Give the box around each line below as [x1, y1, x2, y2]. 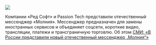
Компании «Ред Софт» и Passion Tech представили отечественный [5, 14, 147, 19]
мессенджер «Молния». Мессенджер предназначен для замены [5, 19, 142, 25]
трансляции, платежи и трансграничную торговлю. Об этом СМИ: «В [5, 29, 151, 35]
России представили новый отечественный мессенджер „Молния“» [5, 34, 149, 40]
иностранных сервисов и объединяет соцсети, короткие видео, [5, 24, 140, 30]
